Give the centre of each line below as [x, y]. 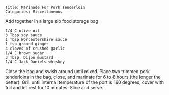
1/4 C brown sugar [25, 53]
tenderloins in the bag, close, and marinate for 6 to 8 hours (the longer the [83, 77]
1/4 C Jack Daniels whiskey [35, 62]
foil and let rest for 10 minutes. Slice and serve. [54, 88]
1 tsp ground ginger [27, 44]
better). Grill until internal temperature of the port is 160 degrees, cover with [85, 82]
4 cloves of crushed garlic [35, 49]
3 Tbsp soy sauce [24, 35]
